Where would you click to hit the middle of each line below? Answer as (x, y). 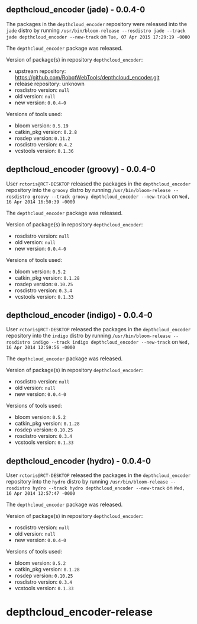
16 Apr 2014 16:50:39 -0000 (41, 202)
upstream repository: (40, 71)
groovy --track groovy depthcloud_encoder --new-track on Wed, (111, 196)
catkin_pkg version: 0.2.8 (46, 132)
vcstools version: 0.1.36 (44, 151)
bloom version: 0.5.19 (42, 125)
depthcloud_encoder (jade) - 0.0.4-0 (76, 10)
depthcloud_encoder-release (80, 612)
